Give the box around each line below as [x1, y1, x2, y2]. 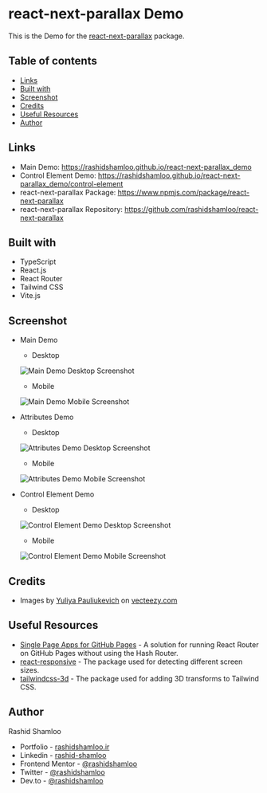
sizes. [19, 665, 40, 674]
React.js [19, 265, 47, 275]
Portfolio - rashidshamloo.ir [19, 742, 110, 752]
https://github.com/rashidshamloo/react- [124, 204, 259, 214]
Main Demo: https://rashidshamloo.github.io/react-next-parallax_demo [19, 162, 253, 171]
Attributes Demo [19, 412, 74, 422]
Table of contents [8, 54, 97, 68]
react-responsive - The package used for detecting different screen [19, 657, 243, 666]
